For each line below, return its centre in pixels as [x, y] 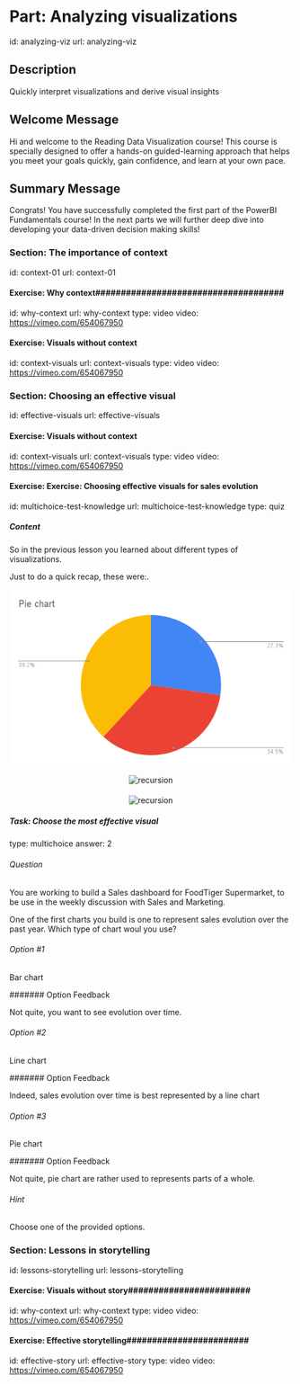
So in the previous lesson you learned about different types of [124, 549]
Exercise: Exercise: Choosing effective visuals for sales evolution [134, 487]
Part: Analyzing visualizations [124, 17]
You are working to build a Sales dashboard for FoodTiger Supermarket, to [147, 892]
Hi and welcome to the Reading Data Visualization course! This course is [143, 141]
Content [25, 527]
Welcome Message [64, 120]
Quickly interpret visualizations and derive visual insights [115, 91]
